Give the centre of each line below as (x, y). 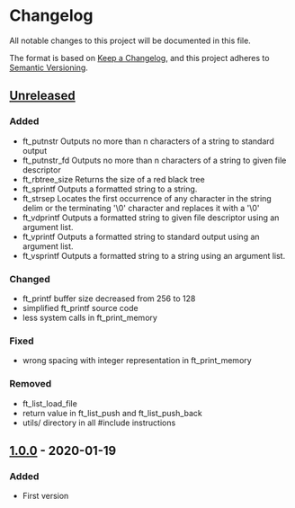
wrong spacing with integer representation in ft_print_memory (137, 361)
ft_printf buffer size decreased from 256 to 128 (109, 299)
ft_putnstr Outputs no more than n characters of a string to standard (148, 141)
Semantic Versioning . (49, 67)
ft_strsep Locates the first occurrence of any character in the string (147, 198)
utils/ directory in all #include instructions (99, 423)
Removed (31, 384)
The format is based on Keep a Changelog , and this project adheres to (139, 58)
